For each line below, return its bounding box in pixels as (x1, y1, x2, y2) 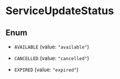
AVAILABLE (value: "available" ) (14, 43, 90, 50)
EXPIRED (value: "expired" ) (14, 66, 78, 73)
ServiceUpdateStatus (5, 4, 114, 18)
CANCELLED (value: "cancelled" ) (14, 55, 90, 61)
